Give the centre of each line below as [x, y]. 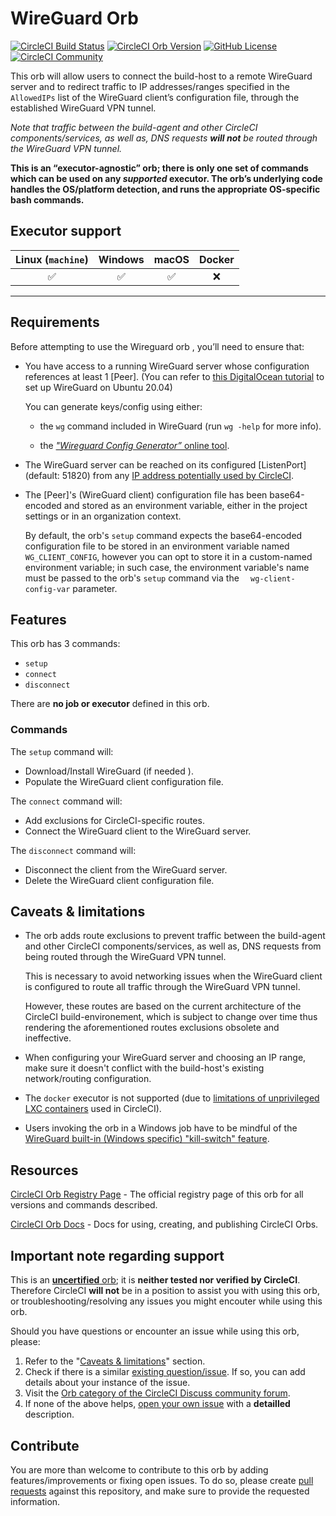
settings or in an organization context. [103, 516]
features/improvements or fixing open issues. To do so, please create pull [162, 1480]
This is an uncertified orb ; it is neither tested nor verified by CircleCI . [155, 1280]
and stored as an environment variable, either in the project [185, 505]
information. [35, 1501]
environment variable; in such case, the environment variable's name [167, 567]
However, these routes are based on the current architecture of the [163, 1006]
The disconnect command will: [73, 850]
